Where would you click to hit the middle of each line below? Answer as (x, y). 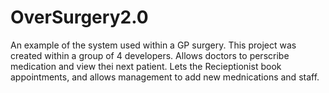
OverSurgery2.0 (79, 17)
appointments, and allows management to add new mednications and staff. (165, 77)
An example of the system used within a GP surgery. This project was (153, 45)
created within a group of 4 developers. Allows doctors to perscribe (150, 55)
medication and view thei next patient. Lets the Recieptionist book (146, 66)
